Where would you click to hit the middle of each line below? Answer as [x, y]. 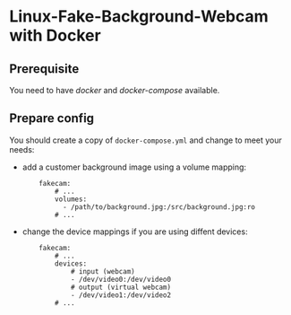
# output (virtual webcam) [121, 287]
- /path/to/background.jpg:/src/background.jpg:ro [159, 207]
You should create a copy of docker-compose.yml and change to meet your [145, 140]
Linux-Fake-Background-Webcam [139, 17]
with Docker [55, 35]
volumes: [71, 199]
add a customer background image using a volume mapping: [134, 167]
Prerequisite [44, 69]
